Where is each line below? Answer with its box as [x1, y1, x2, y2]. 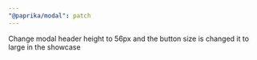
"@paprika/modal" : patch [8, 11, 91, 20]
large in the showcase [8, 42, 82, 52]
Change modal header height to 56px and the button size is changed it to [8, 34, 250, 43]
